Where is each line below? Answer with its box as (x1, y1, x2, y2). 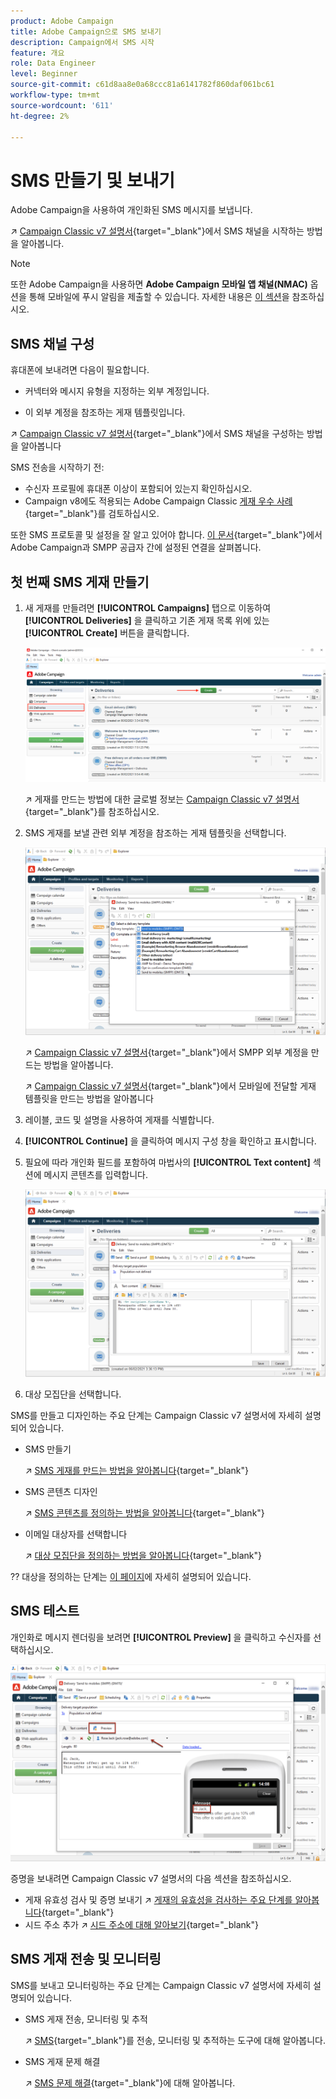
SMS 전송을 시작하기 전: (10, 461, 105, 474)
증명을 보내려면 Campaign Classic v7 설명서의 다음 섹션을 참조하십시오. (10, 1872, 292, 1884)
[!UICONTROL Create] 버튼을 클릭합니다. (24, 626, 190, 639)
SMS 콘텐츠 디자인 (24, 1485, 98, 1497)
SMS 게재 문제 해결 (24, 2055, 101, 2067)
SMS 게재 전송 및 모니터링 (10, 1951, 162, 1968)
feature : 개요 (10, 48, 65, 58)
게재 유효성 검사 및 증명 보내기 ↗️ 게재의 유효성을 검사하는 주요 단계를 (24, 1893, 293, 1905)
